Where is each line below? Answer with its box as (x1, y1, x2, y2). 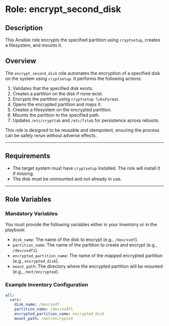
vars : (10, 297, 22, 302)
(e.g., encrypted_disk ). (12, 258, 59, 264)
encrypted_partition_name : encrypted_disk (14, 311, 105, 316)
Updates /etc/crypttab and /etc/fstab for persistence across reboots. (12, 117, 160, 123)
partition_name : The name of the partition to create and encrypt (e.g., (12, 242, 157, 248)
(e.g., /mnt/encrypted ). (12, 269, 59, 275)
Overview (5, 57, 37, 65)
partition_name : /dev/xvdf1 (14, 307, 73, 312)
